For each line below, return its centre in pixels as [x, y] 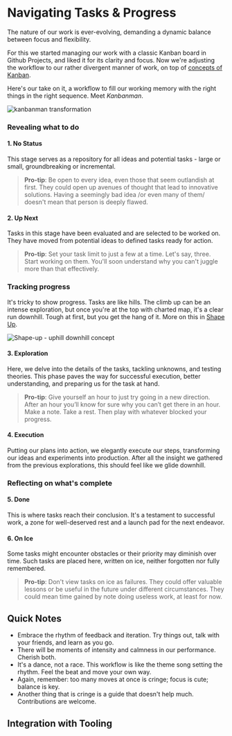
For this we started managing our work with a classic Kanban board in [107, 53]
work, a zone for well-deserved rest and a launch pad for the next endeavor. [116, 522]
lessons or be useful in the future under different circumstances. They [124, 589]
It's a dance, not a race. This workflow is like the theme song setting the [120, 665]
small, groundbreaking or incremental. [62, 166]
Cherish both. [37, 658]
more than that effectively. [61, 269]
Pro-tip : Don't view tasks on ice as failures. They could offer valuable [123, 582]
